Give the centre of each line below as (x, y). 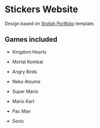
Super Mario (25, 91)
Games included (31, 40)
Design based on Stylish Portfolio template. (50, 23)
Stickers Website (41, 9)
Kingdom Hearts (29, 52)
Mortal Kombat (28, 62)
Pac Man (21, 111)
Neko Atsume (26, 81)
